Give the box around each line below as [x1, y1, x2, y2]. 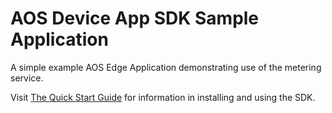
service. [10, 72, 44, 84]
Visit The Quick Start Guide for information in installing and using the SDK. [10, 91, 316, 103]
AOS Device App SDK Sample [10, 7, 260, 30]
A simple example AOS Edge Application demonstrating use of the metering [10, 61, 322, 73]
